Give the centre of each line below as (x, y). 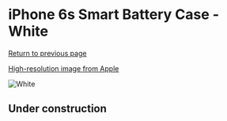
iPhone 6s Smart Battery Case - (114, 15)
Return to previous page (47, 53)
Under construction (57, 109)
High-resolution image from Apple (64, 68)
